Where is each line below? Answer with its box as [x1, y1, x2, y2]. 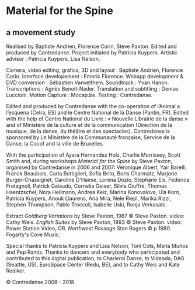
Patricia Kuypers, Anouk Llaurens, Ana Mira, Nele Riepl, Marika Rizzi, [6, 195, 171, 202]
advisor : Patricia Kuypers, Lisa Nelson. [6, 56, 100, 62]
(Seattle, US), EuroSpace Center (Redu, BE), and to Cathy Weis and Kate [6, 261, 180, 268]
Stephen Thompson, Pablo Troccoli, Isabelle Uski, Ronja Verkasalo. [6, 201, 168, 208]
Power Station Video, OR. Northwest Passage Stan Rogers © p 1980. [6, 225, 172, 232]
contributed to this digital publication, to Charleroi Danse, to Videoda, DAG [6, 255, 185, 261]
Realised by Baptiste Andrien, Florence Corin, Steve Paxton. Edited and [6, 43, 177, 50]
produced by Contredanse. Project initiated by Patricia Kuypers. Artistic [6, 49, 178, 56]
